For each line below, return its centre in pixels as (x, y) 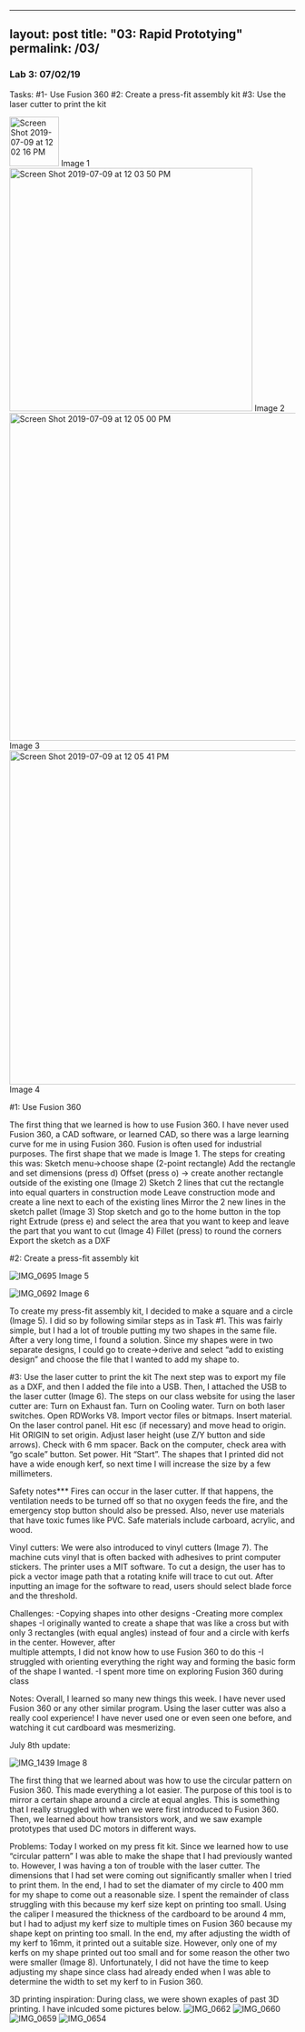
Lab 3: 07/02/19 (45, 75)
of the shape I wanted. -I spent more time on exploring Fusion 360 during (147, 1671)
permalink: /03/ (54, 49)
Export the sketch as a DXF (60, 1240)
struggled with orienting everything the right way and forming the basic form (153, 1661)
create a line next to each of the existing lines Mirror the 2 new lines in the (148, 1202)
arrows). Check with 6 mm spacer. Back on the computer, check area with (148, 1444)
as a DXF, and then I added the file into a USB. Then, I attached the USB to (148, 1386)
